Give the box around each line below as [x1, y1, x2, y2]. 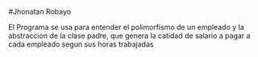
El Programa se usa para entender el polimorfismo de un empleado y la [8, 22, 244, 31]
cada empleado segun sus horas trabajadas [8, 39, 154, 49]
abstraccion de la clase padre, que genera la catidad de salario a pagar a [8, 31, 251, 40]
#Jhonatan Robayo [8, 7, 71, 16]
